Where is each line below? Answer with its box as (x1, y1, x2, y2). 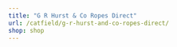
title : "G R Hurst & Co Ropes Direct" (8, 11, 137, 20)
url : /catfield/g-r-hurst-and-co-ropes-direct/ (8, 19, 170, 27)
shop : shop (8, 26, 45, 34)
